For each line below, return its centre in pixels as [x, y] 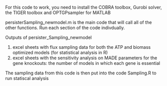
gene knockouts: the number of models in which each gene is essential [86, 63]
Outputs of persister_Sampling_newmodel [49, 37]
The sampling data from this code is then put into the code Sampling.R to [81, 73]
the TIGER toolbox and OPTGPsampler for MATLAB [58, 13]
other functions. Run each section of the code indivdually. [65, 28]
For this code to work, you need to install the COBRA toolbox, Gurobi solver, [83, 7]
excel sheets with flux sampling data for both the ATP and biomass [81, 47]
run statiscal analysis [27, 78]
